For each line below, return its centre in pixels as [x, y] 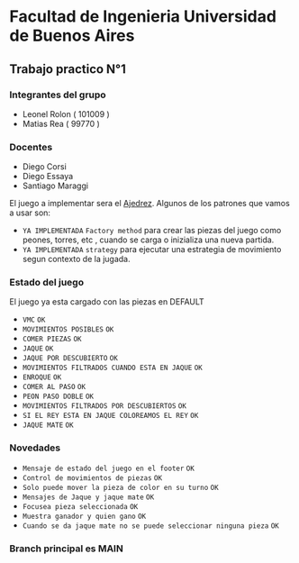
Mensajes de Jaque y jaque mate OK [88, 497]
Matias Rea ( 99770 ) [61, 123]
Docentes [31, 147]
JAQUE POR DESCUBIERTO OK [70, 359]
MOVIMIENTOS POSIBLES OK [68, 330]
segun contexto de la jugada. [76, 259]
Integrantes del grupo [58, 95]
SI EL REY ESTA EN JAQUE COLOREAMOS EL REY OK [110, 416]
